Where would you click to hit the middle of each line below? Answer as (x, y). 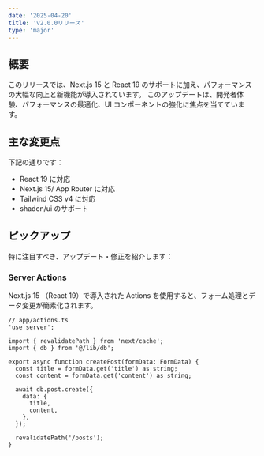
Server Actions (37, 277)
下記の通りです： (36, 162)
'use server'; (32, 328)
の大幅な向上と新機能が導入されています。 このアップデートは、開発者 (123, 95)
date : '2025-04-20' (40, 15)
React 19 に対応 (45, 179)
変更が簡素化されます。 (59, 306)
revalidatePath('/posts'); (59, 438)
